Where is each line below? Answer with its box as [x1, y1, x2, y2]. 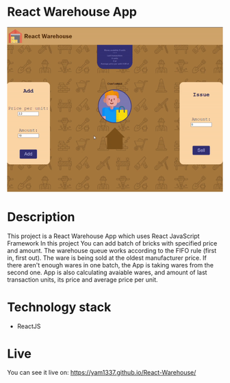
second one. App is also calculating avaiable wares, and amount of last [7, 268, 207, 276]
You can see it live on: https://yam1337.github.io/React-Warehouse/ [7, 369, 196, 377]
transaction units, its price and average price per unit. [7, 275, 159, 284]
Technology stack [7, 299, 112, 315]
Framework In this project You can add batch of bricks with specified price [7, 239, 218, 247]
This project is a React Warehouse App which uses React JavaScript [7, 232, 200, 240]
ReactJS [16, 322, 41, 330]
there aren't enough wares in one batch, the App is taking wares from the [7, 261, 214, 269]
